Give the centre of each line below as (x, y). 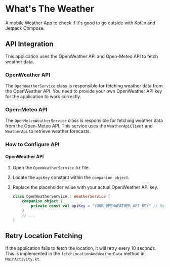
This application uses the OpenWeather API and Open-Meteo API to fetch (82, 56)
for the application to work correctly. (43, 97)
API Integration (30, 44)
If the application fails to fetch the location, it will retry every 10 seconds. (81, 248)
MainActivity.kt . (23, 259)
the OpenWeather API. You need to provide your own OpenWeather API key (84, 91)
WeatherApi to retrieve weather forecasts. (48, 131)
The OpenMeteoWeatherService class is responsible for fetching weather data (84, 121)
